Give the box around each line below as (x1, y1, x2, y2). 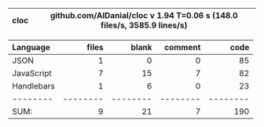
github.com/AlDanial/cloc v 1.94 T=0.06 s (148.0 (49, 10, 238, 20)
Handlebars (12, 81, 55, 91)
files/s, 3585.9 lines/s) (101, 20, 188, 31)
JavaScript (12, 68, 53, 78)
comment (163, 42, 201, 53)
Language (12, 42, 51, 53)
